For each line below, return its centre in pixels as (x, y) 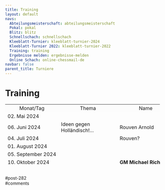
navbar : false (20, 64)
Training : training (29, 51)
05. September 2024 (32, 154)
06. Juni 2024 (24, 127)
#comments (17, 183)
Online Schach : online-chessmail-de (47, 60)
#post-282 (16, 178)
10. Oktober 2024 (28, 162)
